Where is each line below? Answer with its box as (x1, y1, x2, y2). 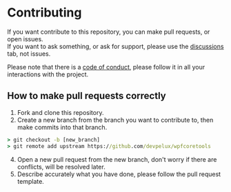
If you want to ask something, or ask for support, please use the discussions (7, 42, 224, 50)
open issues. (7, 34, 43, 43)
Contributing (7, 5, 82, 21)
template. (17, 177, 45, 185)
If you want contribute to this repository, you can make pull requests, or (7, 28, 210, 36)
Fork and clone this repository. (17, 108, 104, 116)
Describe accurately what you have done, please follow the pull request (17, 170, 221, 178)
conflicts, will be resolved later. (17, 162, 106, 171)
